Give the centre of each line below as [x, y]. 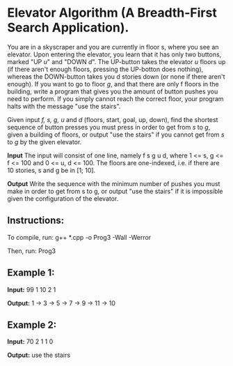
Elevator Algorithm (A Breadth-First [112, 13]
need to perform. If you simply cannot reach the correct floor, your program [115, 98]
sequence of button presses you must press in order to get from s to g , [109, 127]
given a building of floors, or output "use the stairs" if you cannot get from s [116, 135]
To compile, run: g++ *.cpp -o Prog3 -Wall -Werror [79, 237]
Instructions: [36, 221]
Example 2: [32, 325]
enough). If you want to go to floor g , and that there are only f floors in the [113, 84]
